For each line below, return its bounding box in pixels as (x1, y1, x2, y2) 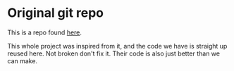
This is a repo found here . (7, 28, 82, 37)
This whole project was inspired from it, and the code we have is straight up (7, 41, 228, 50)
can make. (7, 56, 37, 65)
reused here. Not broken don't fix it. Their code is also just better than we (7, 49, 221, 58)
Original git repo (7, 5, 104, 21)
